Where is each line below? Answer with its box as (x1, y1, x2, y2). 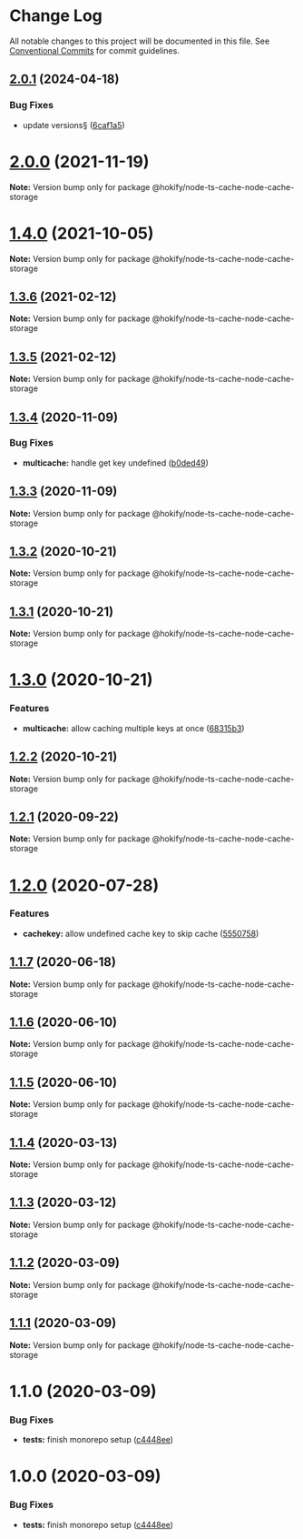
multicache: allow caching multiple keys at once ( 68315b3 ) (22, 722, 245, 733)
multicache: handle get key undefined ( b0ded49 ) (22, 457, 209, 468)
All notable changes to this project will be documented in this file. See (9, 35, 270, 46)
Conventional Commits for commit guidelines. (9, 45, 180, 55)
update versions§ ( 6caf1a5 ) (22, 119, 125, 130)
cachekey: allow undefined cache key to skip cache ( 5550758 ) (22, 928, 259, 939)
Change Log (9, 5, 103, 26)
